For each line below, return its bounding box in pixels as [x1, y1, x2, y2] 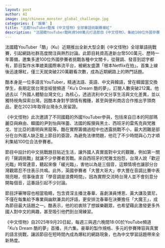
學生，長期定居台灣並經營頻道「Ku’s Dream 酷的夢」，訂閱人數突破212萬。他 [5, 85, 159, 91]
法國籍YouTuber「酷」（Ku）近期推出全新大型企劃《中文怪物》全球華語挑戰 [5, 44, 157, 50]
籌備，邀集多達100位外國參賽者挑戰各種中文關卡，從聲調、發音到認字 [9, 56, 150, 62]
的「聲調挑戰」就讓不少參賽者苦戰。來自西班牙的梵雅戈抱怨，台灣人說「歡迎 [5, 155, 160, 161]
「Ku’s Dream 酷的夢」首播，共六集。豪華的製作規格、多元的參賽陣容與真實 [5, 225, 159, 231]
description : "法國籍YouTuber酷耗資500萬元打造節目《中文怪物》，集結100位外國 [5, 30, 153, 35]
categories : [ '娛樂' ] [5, 21, 53, 26]
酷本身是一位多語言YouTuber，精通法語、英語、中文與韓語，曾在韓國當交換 [5, 79, 158, 85]
